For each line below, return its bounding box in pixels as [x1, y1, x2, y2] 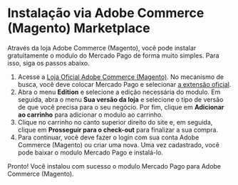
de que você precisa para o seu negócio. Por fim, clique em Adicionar [17, 102, 224, 111]
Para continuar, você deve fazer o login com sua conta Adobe [17, 133, 200, 142]
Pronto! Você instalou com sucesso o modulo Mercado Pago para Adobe [7, 162, 222, 170]
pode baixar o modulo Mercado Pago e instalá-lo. [17, 148, 164, 157]
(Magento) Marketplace [7, 20, 151, 36]
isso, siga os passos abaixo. [7, 58, 90, 67]
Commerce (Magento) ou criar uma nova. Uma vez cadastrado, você [17, 140, 219, 149]
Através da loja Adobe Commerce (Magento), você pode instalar [7, 43, 197, 52]
